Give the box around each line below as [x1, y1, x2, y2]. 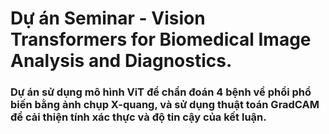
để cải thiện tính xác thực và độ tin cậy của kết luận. [10, 110, 267, 124]
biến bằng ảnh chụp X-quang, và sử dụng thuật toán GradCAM [10, 98, 320, 112]
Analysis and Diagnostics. [10, 50, 233, 72]
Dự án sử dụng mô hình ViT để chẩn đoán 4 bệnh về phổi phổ [10, 85, 312, 99]
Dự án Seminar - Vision [10, 7, 206, 30]
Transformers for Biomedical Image [10, 28, 312, 51]
